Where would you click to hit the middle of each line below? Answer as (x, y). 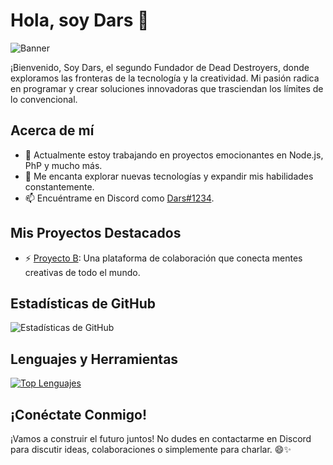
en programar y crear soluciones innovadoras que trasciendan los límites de (167, 88)
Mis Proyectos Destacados (96, 233)
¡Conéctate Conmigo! (78, 414)
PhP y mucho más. (63, 165)
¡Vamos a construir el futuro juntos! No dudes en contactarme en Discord (161, 438)
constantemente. (59, 186)
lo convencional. (44, 99)
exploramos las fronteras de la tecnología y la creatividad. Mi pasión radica (165, 78)
